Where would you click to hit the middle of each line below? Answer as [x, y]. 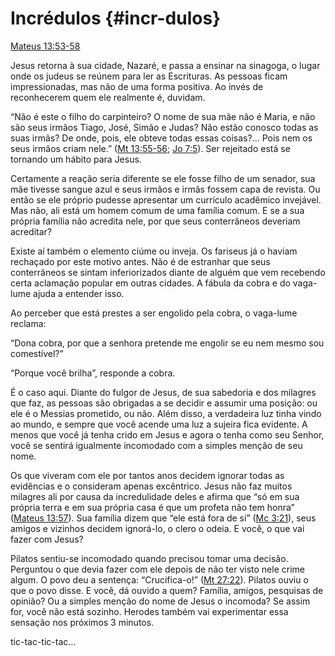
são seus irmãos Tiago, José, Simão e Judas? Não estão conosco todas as [164, 127]
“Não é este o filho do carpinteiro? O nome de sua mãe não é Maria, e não [163, 116]
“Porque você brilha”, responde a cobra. [93, 373]
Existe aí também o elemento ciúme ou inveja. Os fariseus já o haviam [154, 251]
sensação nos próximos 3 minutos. [82, 622]
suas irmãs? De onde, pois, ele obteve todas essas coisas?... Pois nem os [161, 138]
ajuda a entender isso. [79, 293]
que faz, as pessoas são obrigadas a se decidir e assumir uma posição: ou [164, 403]
